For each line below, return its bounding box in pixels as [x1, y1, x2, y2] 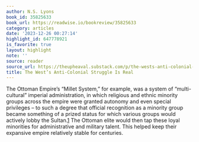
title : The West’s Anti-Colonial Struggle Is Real [6, 69, 134, 75]
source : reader [6, 58, 44, 64]
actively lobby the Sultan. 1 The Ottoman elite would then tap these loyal [6, 117, 180, 124]
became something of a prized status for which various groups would [6, 111, 176, 118]
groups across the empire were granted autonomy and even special [6, 98, 172, 105]
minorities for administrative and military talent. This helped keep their [6, 123, 177, 130]
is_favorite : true [6, 42, 52, 48]
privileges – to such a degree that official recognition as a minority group [6, 104, 184, 111]
